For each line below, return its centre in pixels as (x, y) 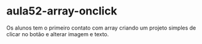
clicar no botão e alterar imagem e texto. (58, 34)
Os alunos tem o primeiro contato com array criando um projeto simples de (101, 28)
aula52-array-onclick (62, 11)
